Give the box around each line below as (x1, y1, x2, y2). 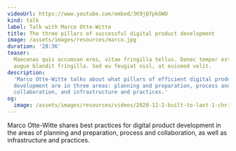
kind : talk (7, 17, 39, 24)
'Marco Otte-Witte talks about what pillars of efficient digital (13, 75, 212, 83)
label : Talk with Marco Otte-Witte (7, 23, 112, 30)
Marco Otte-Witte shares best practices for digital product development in (7, 121, 221, 129)
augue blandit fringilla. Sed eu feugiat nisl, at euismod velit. (13, 63, 212, 70)
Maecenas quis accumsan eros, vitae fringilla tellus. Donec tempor (13, 56, 218, 63)
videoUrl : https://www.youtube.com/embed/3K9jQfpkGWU (7, 10, 169, 18)
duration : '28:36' (7, 43, 61, 50)
